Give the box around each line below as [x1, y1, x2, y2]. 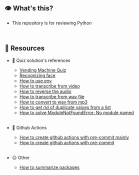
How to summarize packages [19, 164, 80, 170]
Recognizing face [19, 72, 56, 78]
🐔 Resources [4, 44, 45, 52]
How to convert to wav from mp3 [19, 99, 88, 105]
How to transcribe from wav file [19, 93, 85, 99]
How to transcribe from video [19, 83, 80, 89]
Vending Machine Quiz [19, 67, 66, 73]
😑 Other [11, 154, 30, 160]
